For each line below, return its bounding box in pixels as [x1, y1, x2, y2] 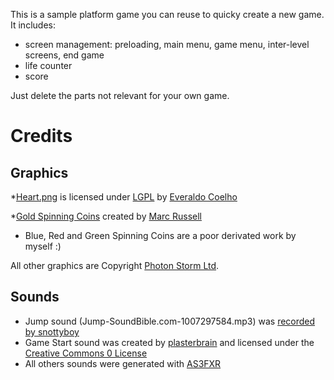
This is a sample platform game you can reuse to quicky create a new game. [10, 9, 325, 20]
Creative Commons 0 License [24, 347, 148, 359]
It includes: [10, 19, 56, 31]
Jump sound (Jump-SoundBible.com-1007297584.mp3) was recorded [24, 315, 316, 327]
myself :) [24, 240, 62, 252]
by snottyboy [24, 325, 80, 338]
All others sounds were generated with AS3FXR [24, 357, 222, 369]
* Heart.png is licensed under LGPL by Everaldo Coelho [10, 191, 238, 203]
